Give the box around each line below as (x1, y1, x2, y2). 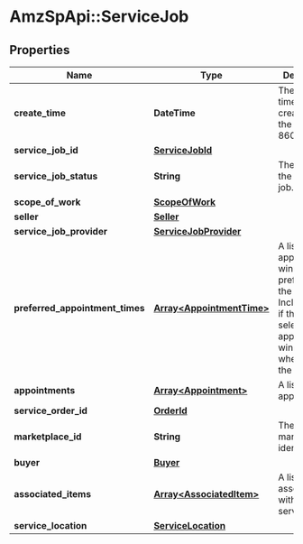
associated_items (14, 488, 92, 500)
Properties (9, 42, 70, 58)
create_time (14, 106, 66, 119)
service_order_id (14, 404, 88, 417)
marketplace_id (14, 430, 82, 443)
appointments (14, 384, 76, 396)
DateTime (152, 106, 196, 119)
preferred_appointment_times (14, 302, 145, 314)
